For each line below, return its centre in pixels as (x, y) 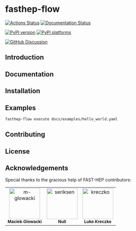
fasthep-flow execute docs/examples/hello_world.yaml (62, 119)
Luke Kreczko (98, 222)
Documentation (30, 74)
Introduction (25, 58)
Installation (23, 91)
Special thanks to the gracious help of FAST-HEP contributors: (68, 180)
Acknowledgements (37, 168)
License (17, 151)
